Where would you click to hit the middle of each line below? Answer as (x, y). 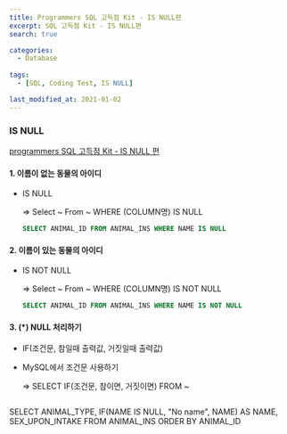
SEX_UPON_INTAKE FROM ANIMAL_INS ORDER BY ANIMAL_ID (125, 422)
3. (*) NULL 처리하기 (45, 327)
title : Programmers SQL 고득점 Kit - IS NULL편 (95, 17)
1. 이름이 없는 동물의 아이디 (56, 173)
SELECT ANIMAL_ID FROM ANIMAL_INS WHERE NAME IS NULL (124, 229)
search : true (33, 34)
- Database (37, 59)
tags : (19, 75)
